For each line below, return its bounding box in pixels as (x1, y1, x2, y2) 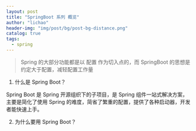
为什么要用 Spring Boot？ (14, 118, 77, 125)
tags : (6, 36, 19, 42)
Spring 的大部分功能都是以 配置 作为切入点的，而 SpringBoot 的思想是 (20, 58, 191, 65)
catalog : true (6, 31, 41, 37)
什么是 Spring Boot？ (14, 78, 66, 86)
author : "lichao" (6, 19, 49, 25)
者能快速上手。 (6, 106, 43, 113)
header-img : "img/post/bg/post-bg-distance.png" (6, 25, 128, 31)
